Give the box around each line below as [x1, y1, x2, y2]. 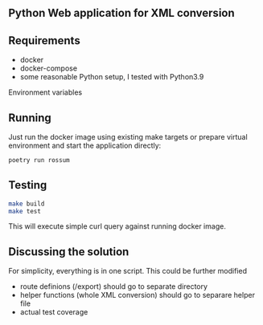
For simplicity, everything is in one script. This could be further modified [8, 266, 248, 276]
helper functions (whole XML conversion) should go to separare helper [19, 290, 256, 300]
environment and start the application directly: [8, 140, 162, 151]
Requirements [8, 34, 80, 47]
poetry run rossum [8, 156, 70, 165]
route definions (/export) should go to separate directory [19, 282, 208, 291]
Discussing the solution [8, 245, 129, 258]
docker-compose [19, 63, 78, 73]
